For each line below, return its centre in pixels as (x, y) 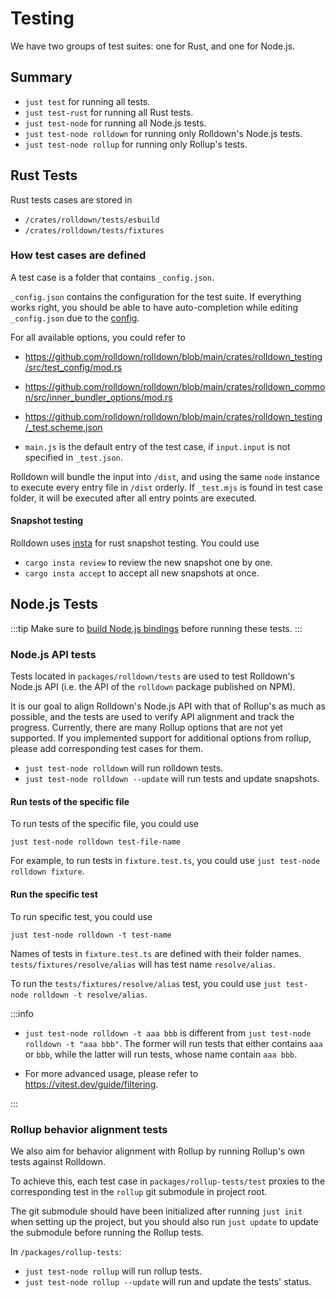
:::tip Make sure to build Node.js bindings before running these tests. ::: (156, 628)
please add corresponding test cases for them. (107, 749)
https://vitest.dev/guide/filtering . (91, 1084)
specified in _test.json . (73, 457)
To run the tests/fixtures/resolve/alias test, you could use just (146, 983)
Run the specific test (54, 894)
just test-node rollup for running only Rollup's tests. (136, 144)
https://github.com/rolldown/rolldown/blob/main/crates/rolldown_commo (175, 386)
